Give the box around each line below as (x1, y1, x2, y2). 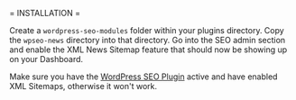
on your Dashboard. (9, 54, 84, 64)
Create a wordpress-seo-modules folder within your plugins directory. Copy (9, 25, 284, 35)
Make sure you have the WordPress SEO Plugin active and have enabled (9, 71, 278, 82)
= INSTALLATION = (9, 8, 81, 18)
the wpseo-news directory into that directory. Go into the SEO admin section (9, 35, 286, 45)
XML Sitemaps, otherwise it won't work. (9, 81, 158, 91)
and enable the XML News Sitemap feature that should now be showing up (9, 44, 288, 55)
